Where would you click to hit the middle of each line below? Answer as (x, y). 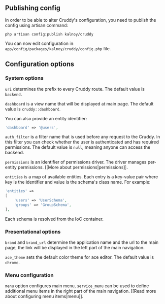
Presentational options (33, 232)
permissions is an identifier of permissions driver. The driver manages (76, 162)
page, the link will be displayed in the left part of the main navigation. (75, 248)
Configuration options (40, 64)
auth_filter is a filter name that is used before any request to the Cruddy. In (82, 137)
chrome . (12, 263)
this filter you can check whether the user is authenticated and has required (82, 142)
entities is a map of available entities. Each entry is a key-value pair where (82, 177)
